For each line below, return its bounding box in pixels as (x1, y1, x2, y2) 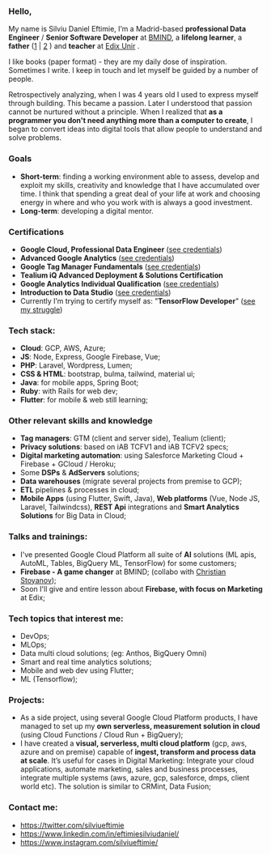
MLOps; (19, 640, 47, 649)
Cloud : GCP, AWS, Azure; (19, 343, 106, 353)
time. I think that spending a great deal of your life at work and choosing (19, 189, 260, 198)
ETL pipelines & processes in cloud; (19, 485, 140, 495)
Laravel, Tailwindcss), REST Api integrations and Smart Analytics (19, 502, 240, 512)
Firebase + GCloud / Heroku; (19, 459, 116, 469)
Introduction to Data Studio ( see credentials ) (19, 287, 171, 297)
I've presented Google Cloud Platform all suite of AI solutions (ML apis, (19, 549, 256, 559)
